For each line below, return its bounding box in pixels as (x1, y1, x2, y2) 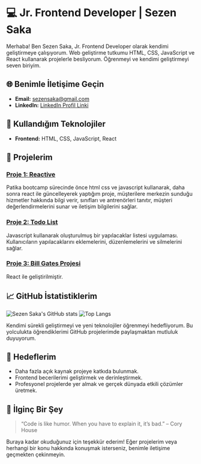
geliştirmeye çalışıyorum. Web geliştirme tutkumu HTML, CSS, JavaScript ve (6, 49, 195, 56)
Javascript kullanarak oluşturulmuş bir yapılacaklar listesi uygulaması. (6, 232, 178, 239)
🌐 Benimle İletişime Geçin (6, 79, 104, 89)
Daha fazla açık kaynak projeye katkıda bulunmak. (14, 368, 139, 375)
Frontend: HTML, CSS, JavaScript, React (14, 134, 117, 142)
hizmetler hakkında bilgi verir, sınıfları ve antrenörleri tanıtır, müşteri (6, 197, 173, 204)
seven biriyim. (6, 62, 41, 69)
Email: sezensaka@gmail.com (14, 95, 90, 102)
